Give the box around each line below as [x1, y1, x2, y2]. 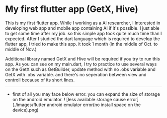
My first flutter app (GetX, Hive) [5, 3, 138, 15]
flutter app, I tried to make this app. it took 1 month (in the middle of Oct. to [5, 41, 158, 47]
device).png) [12, 107, 39, 113]
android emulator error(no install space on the [46, 102, 141, 108]
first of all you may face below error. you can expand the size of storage [12, 91, 160, 97]
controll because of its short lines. [5, 77, 75, 83]
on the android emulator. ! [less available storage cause [12, 96, 126, 102]
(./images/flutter [12, 102, 46, 108]
